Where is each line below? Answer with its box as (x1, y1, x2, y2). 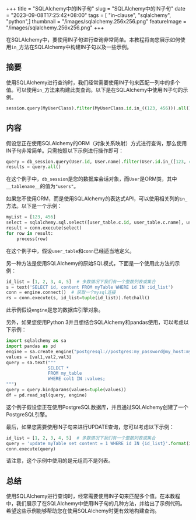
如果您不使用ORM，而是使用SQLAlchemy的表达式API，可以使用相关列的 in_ (6, 195, 188, 202)
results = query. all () (6, 164, 61, 170)
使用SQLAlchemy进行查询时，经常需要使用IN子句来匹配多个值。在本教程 (6, 492, 181, 500)
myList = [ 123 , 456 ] (6, 214, 57, 220)
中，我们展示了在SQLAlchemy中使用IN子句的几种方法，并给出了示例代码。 (6, 500, 185, 507)
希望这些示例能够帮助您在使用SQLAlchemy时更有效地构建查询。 (6, 507, 160, 514)
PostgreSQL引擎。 (6, 410, 51, 418)
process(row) (16, 236, 48, 242)
